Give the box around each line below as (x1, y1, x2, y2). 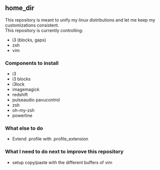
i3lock (12, 81, 25, 87)
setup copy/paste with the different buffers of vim (12, 159, 113, 165)
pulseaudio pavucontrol (12, 97, 60, 103)
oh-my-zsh (12, 108, 35, 113)
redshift (12, 92, 28, 98)
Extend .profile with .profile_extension (12, 136, 89, 142)
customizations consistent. (5, 22, 60, 28)
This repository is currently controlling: (5, 27, 83, 33)
